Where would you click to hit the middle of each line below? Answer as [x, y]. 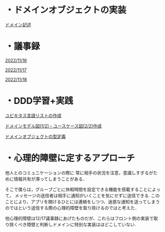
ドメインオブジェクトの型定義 [35, 136]
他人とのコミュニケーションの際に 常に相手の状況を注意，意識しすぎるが [79, 172]
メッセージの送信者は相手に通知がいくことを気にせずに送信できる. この [87, 196]
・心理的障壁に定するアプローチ [70, 158]
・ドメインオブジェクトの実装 [66, 10]
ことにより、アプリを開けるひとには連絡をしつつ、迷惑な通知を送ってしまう [82, 201]
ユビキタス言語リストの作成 [33, 115]
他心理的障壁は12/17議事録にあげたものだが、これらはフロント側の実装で [80, 218]
